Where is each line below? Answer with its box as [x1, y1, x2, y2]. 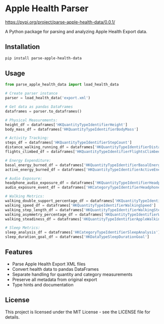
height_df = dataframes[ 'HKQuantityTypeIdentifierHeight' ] [5, 122, 128, 127]
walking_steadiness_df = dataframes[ [5, 216, 82, 221]
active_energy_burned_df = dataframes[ [5, 167, 86, 172]
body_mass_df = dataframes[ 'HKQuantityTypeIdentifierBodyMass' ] [5, 127, 139, 132]
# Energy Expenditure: [5, 158, 51, 163]
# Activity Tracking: [5, 135, 49, 141]
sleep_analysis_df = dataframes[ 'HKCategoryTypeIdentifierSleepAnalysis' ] [5, 230, 161, 235]
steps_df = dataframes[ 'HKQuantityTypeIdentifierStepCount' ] [5, 140, 132, 145]
